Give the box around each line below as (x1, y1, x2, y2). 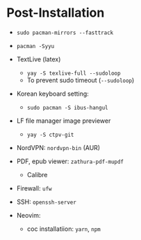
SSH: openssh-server (16, 197, 77, 206)
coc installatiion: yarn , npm (26, 225, 101, 233)
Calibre (26, 170, 48, 179)
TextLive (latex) (16, 54, 61, 63)
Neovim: (16, 211, 41, 219)
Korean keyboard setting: (16, 89, 90, 98)
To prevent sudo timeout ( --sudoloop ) (26, 75, 135, 84)
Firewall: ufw (16, 183, 52, 193)
